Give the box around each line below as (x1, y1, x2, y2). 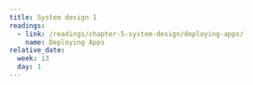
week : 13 (17, 54, 50, 63)
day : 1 (17, 63, 42, 72)
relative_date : (9, 46, 66, 55)
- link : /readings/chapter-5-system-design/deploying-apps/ (17, 29, 244, 38)
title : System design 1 (9, 12, 98, 22)
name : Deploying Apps (25, 37, 105, 47)
